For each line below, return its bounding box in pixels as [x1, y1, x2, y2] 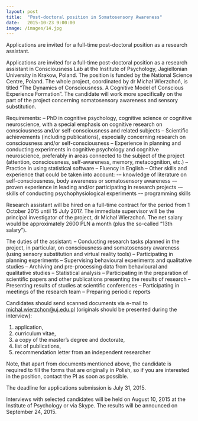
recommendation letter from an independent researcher [14, 349, 151, 356]
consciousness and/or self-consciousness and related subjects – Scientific [6, 127, 189, 134]
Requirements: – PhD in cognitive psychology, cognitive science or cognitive [6, 115, 192, 122]
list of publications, [14, 342, 61, 349]
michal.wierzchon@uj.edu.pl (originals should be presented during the [6, 306, 177, 313]
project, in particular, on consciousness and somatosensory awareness [6, 244, 180, 251]
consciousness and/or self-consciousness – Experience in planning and [6, 140, 181, 147]
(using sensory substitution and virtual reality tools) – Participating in [6, 251, 173, 258]
